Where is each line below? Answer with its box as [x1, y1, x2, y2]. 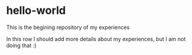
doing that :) [6, 42, 37, 49]
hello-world [6, 4, 66, 18]
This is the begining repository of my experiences [6, 24, 130, 31]
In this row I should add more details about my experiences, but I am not [6, 35, 186, 42]
